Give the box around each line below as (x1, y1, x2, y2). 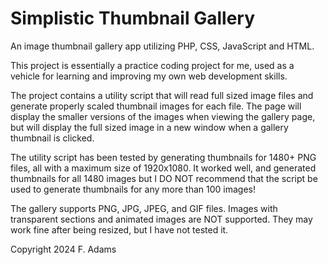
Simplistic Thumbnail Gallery (10, 7, 256, 30)
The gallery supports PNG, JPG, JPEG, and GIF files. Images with (10, 202, 278, 214)
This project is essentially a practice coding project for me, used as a (10, 59, 295, 71)
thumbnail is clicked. (10, 132, 95, 144)
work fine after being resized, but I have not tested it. (10, 223, 229, 236)
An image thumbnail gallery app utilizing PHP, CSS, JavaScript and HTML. (10, 40, 315, 52)
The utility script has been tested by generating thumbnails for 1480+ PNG (10, 151, 317, 163)
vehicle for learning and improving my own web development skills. (10, 70, 288, 82)
